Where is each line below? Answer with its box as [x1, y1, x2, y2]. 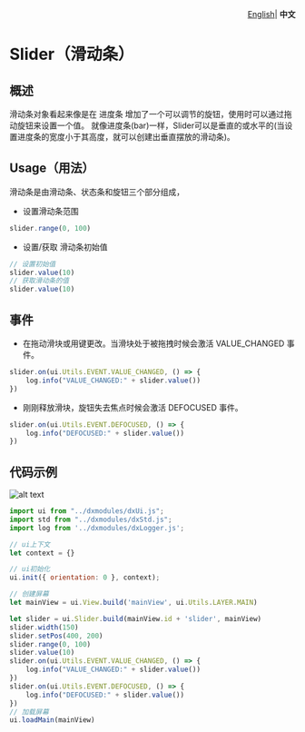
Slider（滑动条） [9, 45, 134, 64]
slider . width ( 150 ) [9, 622, 79, 632]
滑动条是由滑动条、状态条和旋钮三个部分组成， [9, 186, 184, 197]
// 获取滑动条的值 [9, 276, 70, 285]
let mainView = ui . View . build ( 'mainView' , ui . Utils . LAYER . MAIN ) [9, 598, 258, 608]
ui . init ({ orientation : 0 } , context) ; [9, 573, 161, 582]
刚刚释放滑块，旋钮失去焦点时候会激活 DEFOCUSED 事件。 [22, 401, 243, 412]
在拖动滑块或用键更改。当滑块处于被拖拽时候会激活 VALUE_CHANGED [22, 338, 285, 349]
